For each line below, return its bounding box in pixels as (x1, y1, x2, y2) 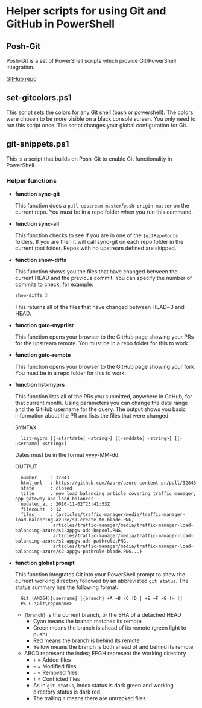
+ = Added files (33, 656, 71, 663)
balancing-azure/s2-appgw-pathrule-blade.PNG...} (14, 548, 143, 555)
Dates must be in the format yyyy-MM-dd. (14, 451, 120, 458)
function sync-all (14, 220, 60, 227)
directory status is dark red (33, 688, 101, 695)
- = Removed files (33, 669, 78, 676)
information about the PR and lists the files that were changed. (14, 412, 170, 419)
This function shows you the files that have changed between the (14, 267, 178, 275)
